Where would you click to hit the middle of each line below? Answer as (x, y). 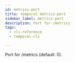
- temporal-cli (25, 37)
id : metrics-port (22, 9)
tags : (10, 28)
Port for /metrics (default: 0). (34, 54)
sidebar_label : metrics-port (34, 18)
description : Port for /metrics (37, 23)
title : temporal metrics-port (36, 14)
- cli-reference (26, 32)
